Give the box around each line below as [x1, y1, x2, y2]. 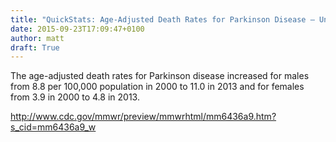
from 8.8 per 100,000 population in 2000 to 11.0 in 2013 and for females [10, 81, 305, 93]
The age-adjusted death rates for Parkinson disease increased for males [10, 70, 310, 82]
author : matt [10, 33, 65, 43]
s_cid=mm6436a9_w [10, 121, 97, 133]
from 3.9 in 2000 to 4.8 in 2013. [10, 91, 140, 103]
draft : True [10, 42, 60, 53]
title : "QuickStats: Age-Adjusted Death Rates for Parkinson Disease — [10, 14, 315, 25]
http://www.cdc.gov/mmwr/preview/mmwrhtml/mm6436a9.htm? [10, 111, 277, 123]
